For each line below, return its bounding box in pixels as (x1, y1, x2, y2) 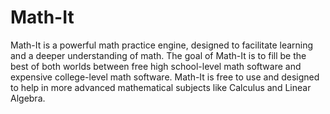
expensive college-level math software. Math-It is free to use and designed (10, 71, 320, 83)
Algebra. (10, 92, 46, 104)
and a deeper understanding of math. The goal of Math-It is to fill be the (10, 49, 307, 61)
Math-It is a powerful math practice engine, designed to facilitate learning (10, 39, 314, 51)
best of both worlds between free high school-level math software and (10, 60, 302, 72)
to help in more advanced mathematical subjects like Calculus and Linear (10, 81, 312, 93)
